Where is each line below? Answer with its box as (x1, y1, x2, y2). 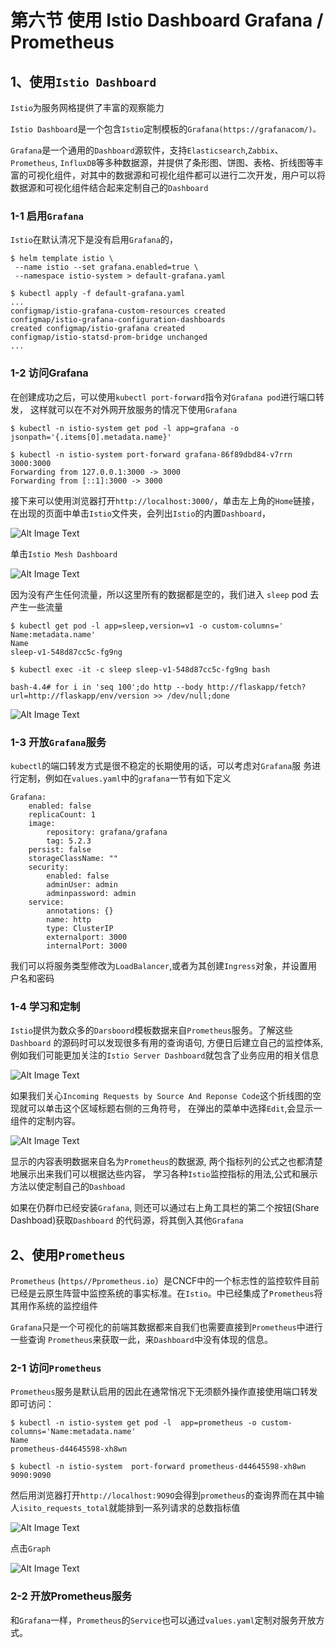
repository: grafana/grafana (46, 827, 168, 837)
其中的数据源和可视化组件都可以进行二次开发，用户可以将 (88, 169, 326, 181)
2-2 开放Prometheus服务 (10, 1589, 133, 1603)
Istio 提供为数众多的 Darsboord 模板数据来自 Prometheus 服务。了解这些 (10, 1024, 293, 1036)
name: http (46, 914, 92, 925)
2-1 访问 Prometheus (10, 1361, 102, 1375)
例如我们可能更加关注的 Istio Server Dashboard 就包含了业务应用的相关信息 (10, 1049, 320, 1061)
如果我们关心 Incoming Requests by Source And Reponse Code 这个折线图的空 (10, 1090, 322, 1102)
